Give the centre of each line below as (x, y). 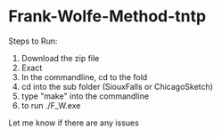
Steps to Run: (33, 41)
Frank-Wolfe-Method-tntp (107, 16)
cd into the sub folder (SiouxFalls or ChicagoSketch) (117, 86)
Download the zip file (60, 58)
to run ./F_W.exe (51, 105)
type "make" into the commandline (85, 96)
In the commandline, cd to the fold (84, 77)
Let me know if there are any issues (74, 123)
